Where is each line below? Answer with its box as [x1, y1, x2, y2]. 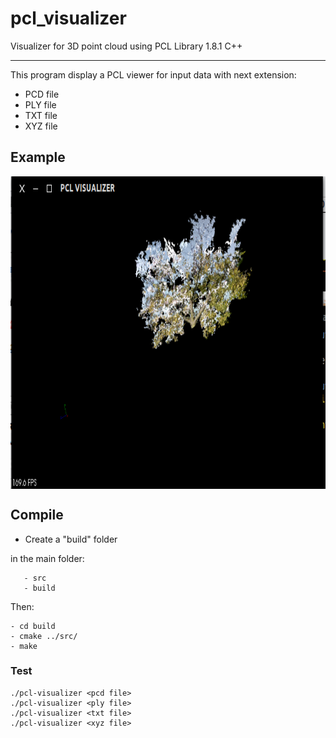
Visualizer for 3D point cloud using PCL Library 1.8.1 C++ [10, 40, 243, 52]
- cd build [10, 621, 56, 631]
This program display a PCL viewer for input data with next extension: [10, 68, 297, 81]
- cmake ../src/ [10, 631, 78, 641]
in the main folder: [10, 552, 85, 564]
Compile [10, 507, 64, 524]
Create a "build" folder [24, 533, 118, 545]
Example [10, 149, 66, 166]
